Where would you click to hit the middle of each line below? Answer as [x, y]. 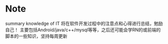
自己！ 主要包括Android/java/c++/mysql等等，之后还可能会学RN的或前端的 [83, 30]
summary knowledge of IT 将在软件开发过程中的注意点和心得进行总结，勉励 [84, 23]
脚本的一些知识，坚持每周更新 [36, 36]
